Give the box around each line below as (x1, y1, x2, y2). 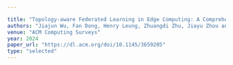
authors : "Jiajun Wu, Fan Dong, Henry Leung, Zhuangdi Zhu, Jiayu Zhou (7, 22, 218, 29)
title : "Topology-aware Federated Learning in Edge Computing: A (7, 16, 200, 23)
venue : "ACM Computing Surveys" (7, 29, 101, 36)
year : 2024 (7, 35, 39, 42)
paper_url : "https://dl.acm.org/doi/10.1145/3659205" (7, 42, 166, 49)
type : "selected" (7, 48, 58, 55)
